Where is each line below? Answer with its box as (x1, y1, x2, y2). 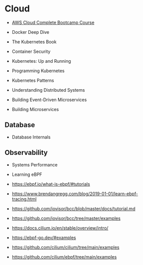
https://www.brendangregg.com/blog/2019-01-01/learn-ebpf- (11, 190, 139, 197)
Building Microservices (11, 106, 59, 112)
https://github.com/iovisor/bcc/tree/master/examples (11, 215, 121, 221)
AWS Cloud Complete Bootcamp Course (11, 19, 95, 25)
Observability (4, 148, 48, 157)
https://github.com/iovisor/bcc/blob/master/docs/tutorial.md (11, 205, 136, 212)
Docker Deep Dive (11, 29, 50, 35)
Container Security (11, 48, 51, 54)
